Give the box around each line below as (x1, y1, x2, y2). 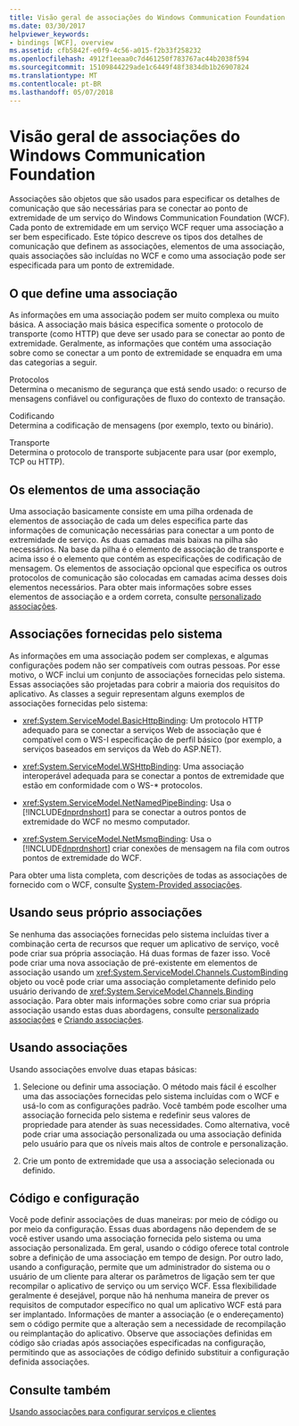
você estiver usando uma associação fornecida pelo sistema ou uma (9, 1233, 262, 1244)
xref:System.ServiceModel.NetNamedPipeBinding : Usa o (21, 796, 232, 808)
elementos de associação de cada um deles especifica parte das (9, 515, 248, 527)
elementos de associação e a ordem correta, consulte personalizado (9, 591, 262, 603)
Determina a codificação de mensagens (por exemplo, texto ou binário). (9, 421, 274, 431)
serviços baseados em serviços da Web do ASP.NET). (21, 743, 221, 755)
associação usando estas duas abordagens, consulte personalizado (9, 1005, 260, 1015)
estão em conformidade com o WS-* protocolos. (21, 780, 203, 790)
